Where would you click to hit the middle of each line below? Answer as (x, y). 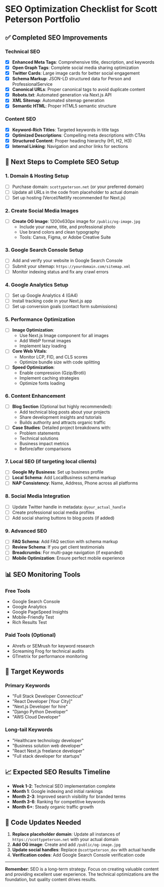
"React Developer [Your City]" (42, 701)
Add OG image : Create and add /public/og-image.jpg (66, 845)
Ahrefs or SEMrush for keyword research (53, 646)
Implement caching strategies (49, 378)
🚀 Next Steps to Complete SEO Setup (62, 162)
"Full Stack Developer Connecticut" (48, 696)
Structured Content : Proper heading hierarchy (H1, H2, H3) (72, 141)
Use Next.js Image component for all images (64, 336)
